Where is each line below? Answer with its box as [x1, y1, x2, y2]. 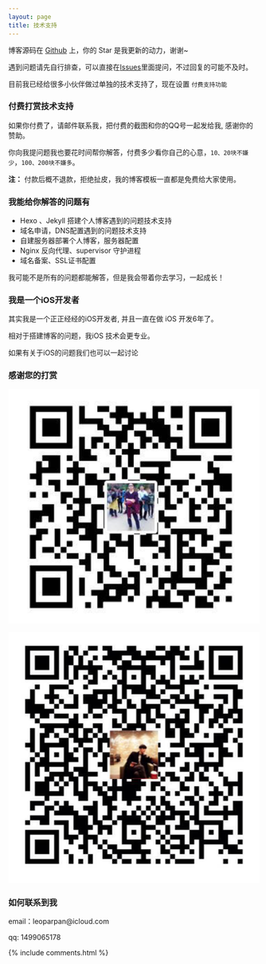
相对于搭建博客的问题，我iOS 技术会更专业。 [8, 331, 155, 340]
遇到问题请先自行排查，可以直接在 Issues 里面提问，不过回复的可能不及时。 [8, 62, 253, 72]
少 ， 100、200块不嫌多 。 [8, 157, 80, 167]
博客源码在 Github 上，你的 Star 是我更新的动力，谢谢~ [8, 45, 189, 55]
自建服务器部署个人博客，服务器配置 [19, 236, 139, 246]
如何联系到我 [8, 897, 58, 908]
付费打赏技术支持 [8, 100, 74, 112]
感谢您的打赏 [8, 370, 58, 381]
